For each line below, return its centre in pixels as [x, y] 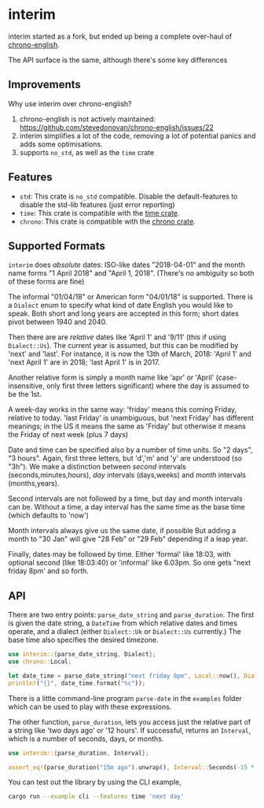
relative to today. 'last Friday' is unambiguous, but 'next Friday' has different [131, 418]
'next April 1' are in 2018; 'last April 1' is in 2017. [84, 362]
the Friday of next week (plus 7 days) [68, 435]
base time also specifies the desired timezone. [83, 640]
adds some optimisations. [61, 144]
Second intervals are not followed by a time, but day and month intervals [125, 499]
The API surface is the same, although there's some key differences [118, 60]
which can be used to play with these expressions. [90, 706]
